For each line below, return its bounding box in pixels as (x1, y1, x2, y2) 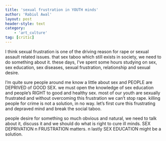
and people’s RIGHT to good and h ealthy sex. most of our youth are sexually (5, 90, 161, 96)
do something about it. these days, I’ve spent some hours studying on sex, (5, 59, 158, 65)
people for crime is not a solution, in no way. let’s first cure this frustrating (5, 100, 156, 106)
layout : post (5, 16, 32, 21)
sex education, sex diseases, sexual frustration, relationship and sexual (5, 64, 151, 70)
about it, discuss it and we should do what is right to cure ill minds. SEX (5, 120, 151, 127)
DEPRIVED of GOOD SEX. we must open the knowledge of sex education (5, 84, 154, 90)
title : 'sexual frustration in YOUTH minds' (5, 7, 99, 12)
